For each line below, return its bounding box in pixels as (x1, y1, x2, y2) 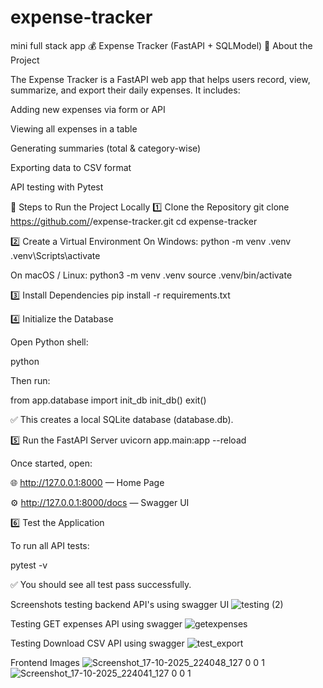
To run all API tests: (10, 539, 90, 551)
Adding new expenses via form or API (10, 103, 166, 115)
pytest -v (10, 559, 48, 571)
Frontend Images (10, 656, 80, 668)
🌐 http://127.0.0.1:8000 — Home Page (10, 476, 165, 488)
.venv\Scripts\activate (10, 249, 101, 261)
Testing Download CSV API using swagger (10, 637, 185, 649)
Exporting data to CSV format (10, 161, 132, 173)
